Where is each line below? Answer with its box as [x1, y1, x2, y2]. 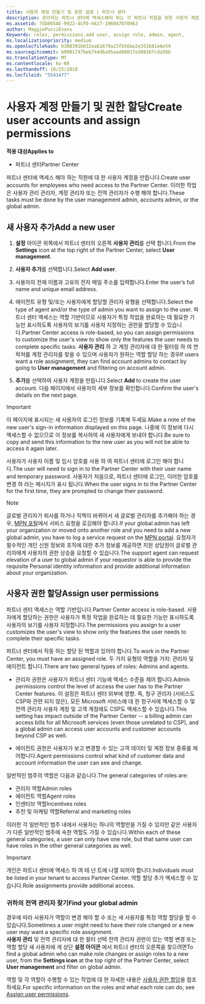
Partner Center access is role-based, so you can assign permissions [21, 329, 195, 336]
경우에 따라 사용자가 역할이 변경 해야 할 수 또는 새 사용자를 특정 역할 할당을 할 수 [6, 914, 197, 921]
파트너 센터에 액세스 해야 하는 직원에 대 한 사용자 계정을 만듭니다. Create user [6, 174, 191, 181]
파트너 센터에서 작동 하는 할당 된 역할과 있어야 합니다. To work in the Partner [6, 647, 190, 655]
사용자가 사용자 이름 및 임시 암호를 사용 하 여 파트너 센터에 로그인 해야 [6, 457, 173, 464]
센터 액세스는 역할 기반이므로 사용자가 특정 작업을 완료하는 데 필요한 [26, 314, 188, 321]
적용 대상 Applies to [6, 148, 54, 155]
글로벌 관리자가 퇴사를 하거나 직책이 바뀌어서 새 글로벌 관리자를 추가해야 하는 [6, 512, 190, 519]
